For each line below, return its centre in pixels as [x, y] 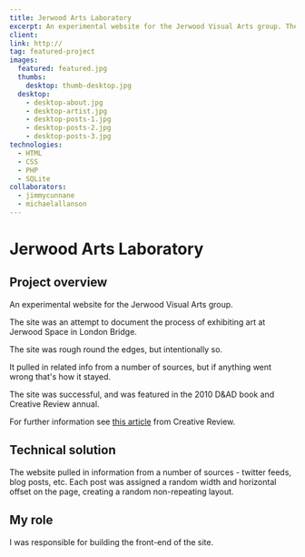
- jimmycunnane [46, 196]
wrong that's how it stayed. [60, 376]
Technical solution [63, 450]
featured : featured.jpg [62, 69]
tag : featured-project [52, 52]
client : [24, 35]
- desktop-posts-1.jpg [69, 119]
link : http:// [36, 43]
